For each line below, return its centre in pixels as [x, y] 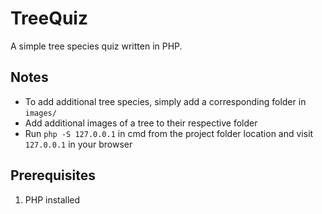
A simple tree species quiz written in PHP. [96, 46]
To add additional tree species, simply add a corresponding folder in [165, 101]
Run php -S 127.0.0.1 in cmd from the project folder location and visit [169, 133]
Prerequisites [53, 175]
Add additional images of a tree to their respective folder [141, 123]
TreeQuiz [49, 18]
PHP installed [52, 199]
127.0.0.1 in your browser [78, 144]
